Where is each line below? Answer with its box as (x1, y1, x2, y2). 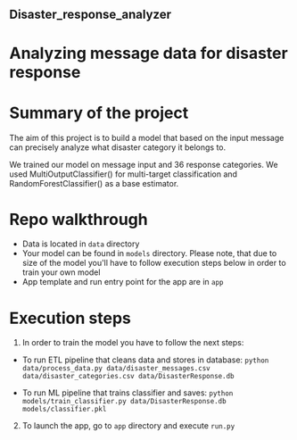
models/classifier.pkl (21, 405, 107, 414)
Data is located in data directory (21, 238, 140, 249)
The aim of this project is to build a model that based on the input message (9, 132, 285, 143)
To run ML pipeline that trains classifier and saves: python (21, 387, 234, 398)
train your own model (21, 267, 101, 278)
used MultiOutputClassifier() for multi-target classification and (9, 169, 238, 179)
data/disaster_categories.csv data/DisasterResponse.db (21, 372, 235, 381)
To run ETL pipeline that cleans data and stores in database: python (21, 354, 269, 365)
